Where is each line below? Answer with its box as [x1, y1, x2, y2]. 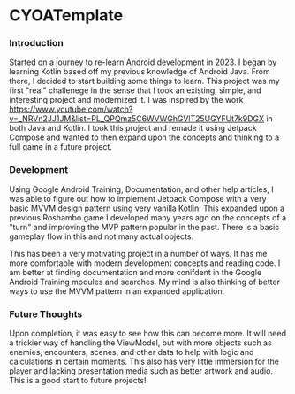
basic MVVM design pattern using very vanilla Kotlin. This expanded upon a [9, 203, 285, 213]
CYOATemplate [9, 5, 124, 26]
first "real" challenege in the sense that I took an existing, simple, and [9, 85, 262, 96]
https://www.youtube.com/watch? [9, 104, 133, 115]
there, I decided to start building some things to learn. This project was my [9, 76, 280, 87]
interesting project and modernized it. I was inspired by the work [9, 95, 244, 105]
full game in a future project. [9, 142, 113, 152]
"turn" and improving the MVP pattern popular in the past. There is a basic [9, 221, 280, 232]
